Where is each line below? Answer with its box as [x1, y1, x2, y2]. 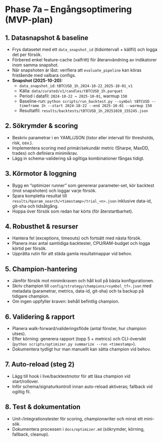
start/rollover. [12, 378, 39, 384]
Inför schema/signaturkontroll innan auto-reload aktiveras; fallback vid [12, 384, 153, 389]
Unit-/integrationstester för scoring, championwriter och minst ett [12, 416, 143, 422]
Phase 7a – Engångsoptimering [5, 4, 132, 15]
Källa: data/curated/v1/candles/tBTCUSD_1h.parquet [19, 88, 123, 93]
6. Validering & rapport [5, 313, 75, 321]
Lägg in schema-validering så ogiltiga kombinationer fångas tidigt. [12, 155, 145, 161]
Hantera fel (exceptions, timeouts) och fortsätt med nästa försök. [12, 235, 142, 241]
